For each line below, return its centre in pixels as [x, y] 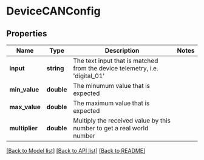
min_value [24, 89]
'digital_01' [89, 76]
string [55, 68]
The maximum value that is [111, 103]
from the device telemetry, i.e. [116, 68]
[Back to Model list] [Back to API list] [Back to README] [76, 151]
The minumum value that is [111, 86]
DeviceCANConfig [54, 11]
